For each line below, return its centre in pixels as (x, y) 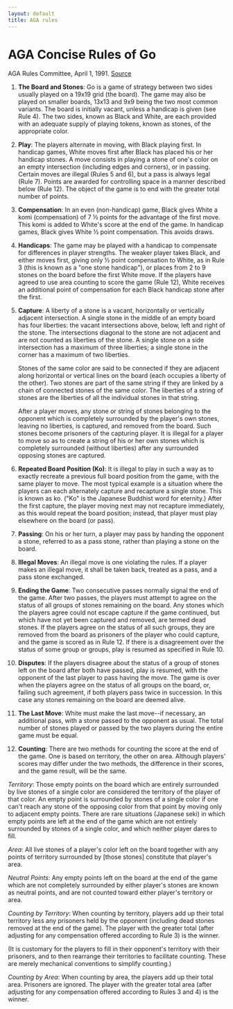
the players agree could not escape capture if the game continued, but (119, 612)
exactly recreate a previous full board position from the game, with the (118, 476)
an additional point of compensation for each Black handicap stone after (121, 290)
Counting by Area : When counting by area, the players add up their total (111, 977)
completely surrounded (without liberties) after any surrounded (108, 448)
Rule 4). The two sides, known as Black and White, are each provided (117, 117)
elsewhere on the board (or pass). (66, 521)
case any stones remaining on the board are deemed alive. (102, 700)
